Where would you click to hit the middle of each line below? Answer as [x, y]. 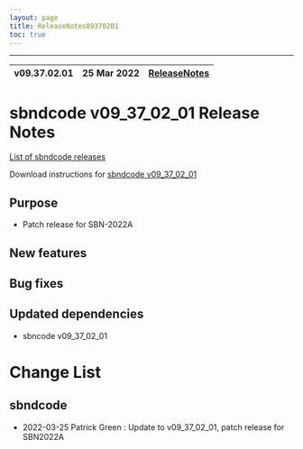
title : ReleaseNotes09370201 [64, 26]
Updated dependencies [77, 314]
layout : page [34, 18]
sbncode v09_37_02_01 [65, 335]
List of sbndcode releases [58, 157]
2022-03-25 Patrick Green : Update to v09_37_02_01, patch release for [153, 427]
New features [48, 253]
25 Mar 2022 [111, 73]
